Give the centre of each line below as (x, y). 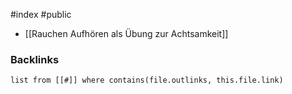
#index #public (41, 14)
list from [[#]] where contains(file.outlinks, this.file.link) (147, 80)
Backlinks (35, 59)
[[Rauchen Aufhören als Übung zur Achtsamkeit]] (126, 33)
